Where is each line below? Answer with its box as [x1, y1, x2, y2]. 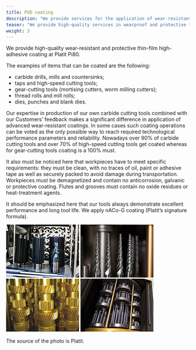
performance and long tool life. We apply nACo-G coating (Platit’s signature [6, 207, 187, 214]
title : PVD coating [6, 9, 54, 15]
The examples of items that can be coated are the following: [6, 62, 150, 70]
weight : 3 [6, 28, 30, 34]
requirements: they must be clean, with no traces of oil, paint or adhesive [6, 164, 182, 172]
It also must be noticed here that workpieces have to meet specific [6, 158, 166, 165]
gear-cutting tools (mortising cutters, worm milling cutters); [14, 86, 157, 93]
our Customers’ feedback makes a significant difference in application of [6, 116, 181, 123]
